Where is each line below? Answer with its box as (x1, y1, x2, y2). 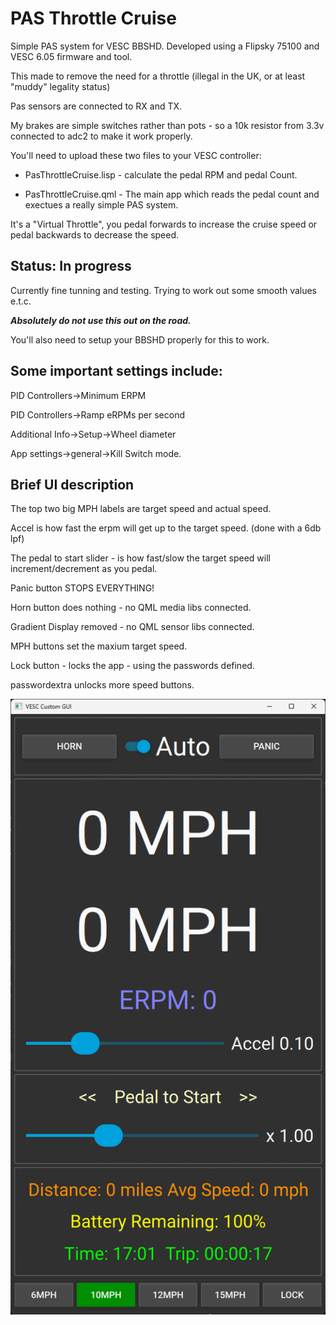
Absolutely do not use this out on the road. (10, 314, 192, 326)
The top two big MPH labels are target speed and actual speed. (10, 503, 272, 515)
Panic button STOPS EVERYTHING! (10, 582, 155, 594)
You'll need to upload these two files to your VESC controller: (10, 149, 262, 161)
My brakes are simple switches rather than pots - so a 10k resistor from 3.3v (10, 119, 325, 131)
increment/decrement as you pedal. (10, 563, 158, 575)
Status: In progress (10, 258, 132, 275)
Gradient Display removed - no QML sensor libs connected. (10, 621, 255, 633)
